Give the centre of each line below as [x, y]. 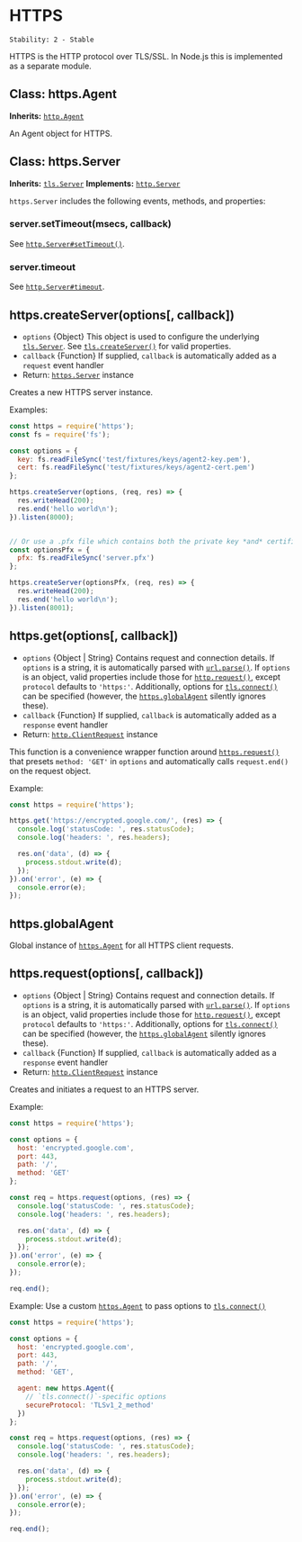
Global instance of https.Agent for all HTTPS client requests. [121, 945]
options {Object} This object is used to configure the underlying [141, 336]
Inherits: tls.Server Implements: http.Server [95, 183]
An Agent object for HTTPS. [61, 133]
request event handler [63, 365]
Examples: [28, 410]
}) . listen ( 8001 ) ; [42, 608]
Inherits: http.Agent [47, 116]
